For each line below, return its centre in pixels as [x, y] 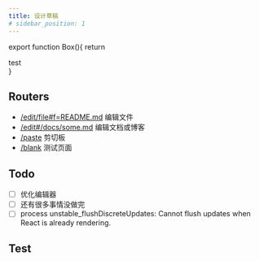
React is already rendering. [66, 223]
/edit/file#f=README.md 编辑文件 [77, 117]
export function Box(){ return [57, 46]
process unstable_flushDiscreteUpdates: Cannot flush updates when [135, 214]
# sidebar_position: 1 [47, 24]
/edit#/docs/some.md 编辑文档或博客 [82, 128]
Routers [29, 96]
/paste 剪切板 [43, 137]
